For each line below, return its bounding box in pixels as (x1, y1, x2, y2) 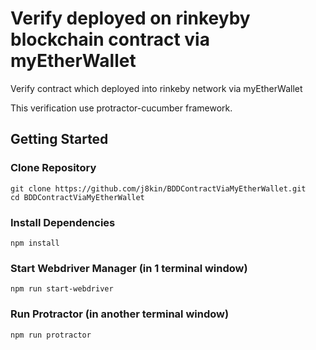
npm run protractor (10, 330, 92, 340)
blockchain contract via (10, 28, 210, 51)
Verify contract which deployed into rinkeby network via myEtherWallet (10, 82, 303, 94)
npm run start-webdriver (10, 284, 114, 294)
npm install (10, 238, 60, 248)
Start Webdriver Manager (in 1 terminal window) (10, 261, 248, 275)
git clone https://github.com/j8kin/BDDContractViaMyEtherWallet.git (10, 183, 307, 194)
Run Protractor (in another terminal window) (10, 307, 230, 321)
